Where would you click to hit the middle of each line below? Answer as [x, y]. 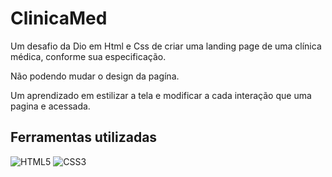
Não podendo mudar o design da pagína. [95, 76]
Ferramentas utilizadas [84, 137]
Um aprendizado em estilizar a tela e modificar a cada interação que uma [161, 95]
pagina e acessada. [50, 106]
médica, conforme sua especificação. [88, 56]
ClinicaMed [59, 18]
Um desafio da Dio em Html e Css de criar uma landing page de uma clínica [166, 46]
